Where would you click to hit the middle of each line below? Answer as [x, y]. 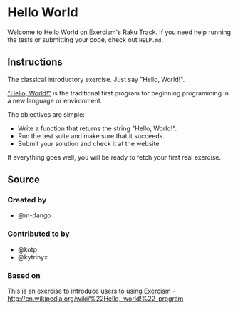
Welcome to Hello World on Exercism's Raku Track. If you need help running [119, 32]
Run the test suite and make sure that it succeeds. [91, 135]
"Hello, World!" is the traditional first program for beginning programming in [118, 93]
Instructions [35, 62]
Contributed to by [38, 234]
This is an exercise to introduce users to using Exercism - [92, 291]
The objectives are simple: [46, 114]
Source [24, 180]
